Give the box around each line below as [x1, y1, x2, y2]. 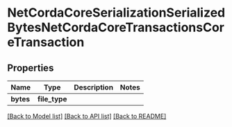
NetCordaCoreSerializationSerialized [7, 5, 226, 21]
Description [74, 83, 113, 92]
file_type [37, 94, 67, 103]
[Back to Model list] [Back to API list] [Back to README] [7, 112, 167, 120]
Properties [7, 62, 54, 74]
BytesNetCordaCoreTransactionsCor [7, 19, 224, 35]
